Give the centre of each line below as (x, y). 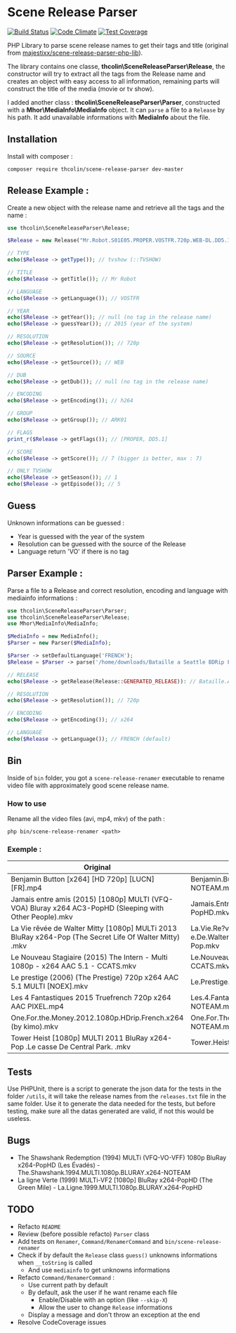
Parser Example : (45, 573)
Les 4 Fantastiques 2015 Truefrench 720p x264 (91, 998)
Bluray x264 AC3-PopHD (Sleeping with (97, 908)
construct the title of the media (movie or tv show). (81, 88)
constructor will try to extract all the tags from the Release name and (106, 74)
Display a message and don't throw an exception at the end (114, 1315)
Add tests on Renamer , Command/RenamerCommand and (90, 1241)
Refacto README (39, 1226)
